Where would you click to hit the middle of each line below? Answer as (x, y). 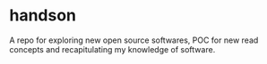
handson (43, 16)
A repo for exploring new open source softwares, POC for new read (134, 40)
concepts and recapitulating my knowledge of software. (112, 49)
